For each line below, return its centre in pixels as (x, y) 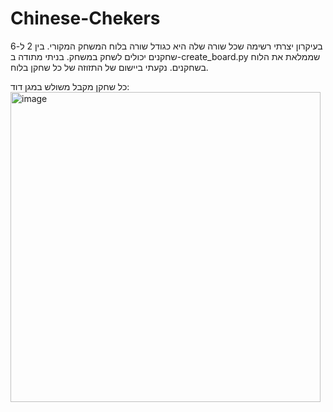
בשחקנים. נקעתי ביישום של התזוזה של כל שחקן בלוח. (109, 67)
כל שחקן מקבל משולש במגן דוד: (70, 86)
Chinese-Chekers (85, 18)
